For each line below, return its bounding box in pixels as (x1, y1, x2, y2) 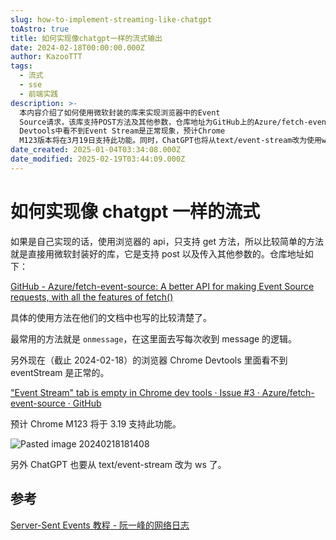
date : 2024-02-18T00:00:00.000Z (10, 42, 145, 53)
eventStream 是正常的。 (10, 366, 110, 378)
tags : (10, 61, 33, 71)
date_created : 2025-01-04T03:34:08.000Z (10, 145, 182, 155)
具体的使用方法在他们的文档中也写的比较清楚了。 (10, 311, 212, 323)
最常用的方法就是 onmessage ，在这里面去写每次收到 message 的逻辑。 (10, 332, 298, 345)
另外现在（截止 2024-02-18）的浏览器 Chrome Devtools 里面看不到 (10, 354, 288, 366)
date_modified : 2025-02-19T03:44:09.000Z (10, 154, 186, 164)
